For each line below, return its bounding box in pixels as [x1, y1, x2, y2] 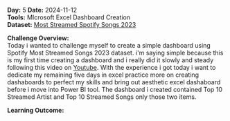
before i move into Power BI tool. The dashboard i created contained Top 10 [7, 86, 223, 93]
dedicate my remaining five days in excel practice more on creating [7, 71, 200, 79]
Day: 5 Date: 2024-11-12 [7, 6, 78, 14]
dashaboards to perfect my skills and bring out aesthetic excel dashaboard [7, 78, 221, 86]
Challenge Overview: [7, 34, 69, 42]
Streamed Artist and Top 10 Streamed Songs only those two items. [7, 93, 197, 101]
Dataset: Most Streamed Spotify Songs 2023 [7, 21, 136, 28]
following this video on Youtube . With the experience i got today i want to [7, 64, 216, 71]
